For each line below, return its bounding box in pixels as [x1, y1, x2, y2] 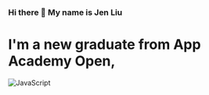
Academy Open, [8, 52, 116, 70]
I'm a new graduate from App [8, 36, 201, 54]
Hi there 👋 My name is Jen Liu [8, 7, 123, 18]
